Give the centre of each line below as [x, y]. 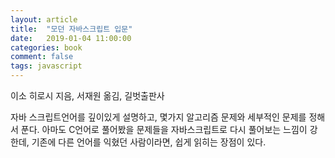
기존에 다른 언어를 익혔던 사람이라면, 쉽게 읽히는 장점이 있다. [149, 142]
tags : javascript [46, 66]
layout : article [44, 19]
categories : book [46, 47]
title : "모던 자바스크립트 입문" [71, 29]
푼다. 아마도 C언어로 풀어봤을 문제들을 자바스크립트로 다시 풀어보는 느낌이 [164, 129]
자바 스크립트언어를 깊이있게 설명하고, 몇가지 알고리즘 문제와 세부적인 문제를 [158, 117]
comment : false [42, 57]
